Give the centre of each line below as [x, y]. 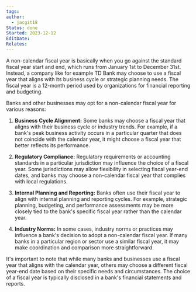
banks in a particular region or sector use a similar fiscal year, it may [97, 241]
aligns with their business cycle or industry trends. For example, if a [96, 127]
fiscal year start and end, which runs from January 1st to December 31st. [94, 67]
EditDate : [18, 39]
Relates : [17, 44]
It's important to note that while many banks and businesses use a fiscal [93, 259]
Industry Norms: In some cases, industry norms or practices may [94, 229]
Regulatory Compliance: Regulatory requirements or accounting [92, 157]
